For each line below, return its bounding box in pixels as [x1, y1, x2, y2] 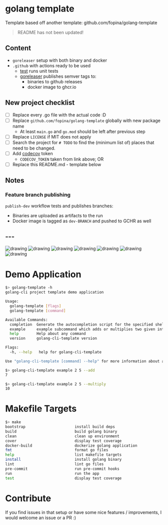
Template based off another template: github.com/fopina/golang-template [5, 20, 157, 26]
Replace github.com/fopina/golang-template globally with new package [12, 117, 161, 123]
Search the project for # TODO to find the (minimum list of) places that [12, 139, 154, 146]
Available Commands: [5, 317, 48, 322]
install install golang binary [5, 457, 122, 462]
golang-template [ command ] [9, 308, 66, 313]
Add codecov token [12, 150, 53, 156]
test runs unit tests [19, 68, 58, 74]
